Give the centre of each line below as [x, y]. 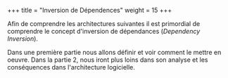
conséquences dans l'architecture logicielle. [71, 67]
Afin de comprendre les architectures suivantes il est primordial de [104, 24]
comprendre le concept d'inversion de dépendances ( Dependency [104, 31]
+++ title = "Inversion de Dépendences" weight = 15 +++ [90, 10]
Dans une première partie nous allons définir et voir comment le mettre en [114, 52]
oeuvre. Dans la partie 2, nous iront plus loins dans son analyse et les [108, 60]
